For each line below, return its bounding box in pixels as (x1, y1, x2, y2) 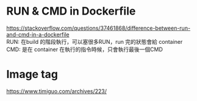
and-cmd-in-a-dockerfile (6, 30, 70, 38)
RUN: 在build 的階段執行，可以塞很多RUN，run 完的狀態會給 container (6, 38, 183, 45)
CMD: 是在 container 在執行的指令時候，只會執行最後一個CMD (6, 46, 163, 53)
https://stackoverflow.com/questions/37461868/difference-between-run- (6, 24, 191, 32)
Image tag (6, 68, 59, 82)
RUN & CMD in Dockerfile (6, 4, 136, 18)
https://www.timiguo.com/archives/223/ (6, 87, 107, 95)
